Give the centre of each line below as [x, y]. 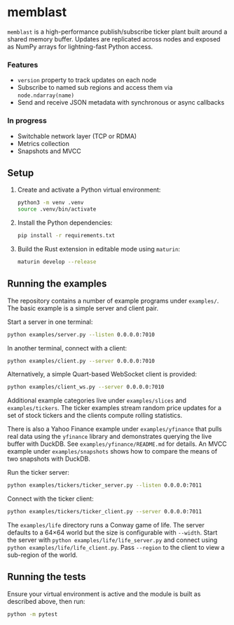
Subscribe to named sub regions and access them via [95, 88]
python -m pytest [33, 614]
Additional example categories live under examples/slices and [97, 400]
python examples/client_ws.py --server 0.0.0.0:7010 [86, 387]
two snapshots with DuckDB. [49, 459]
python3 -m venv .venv [50, 203]
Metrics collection [43, 143]
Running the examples [57, 284]
